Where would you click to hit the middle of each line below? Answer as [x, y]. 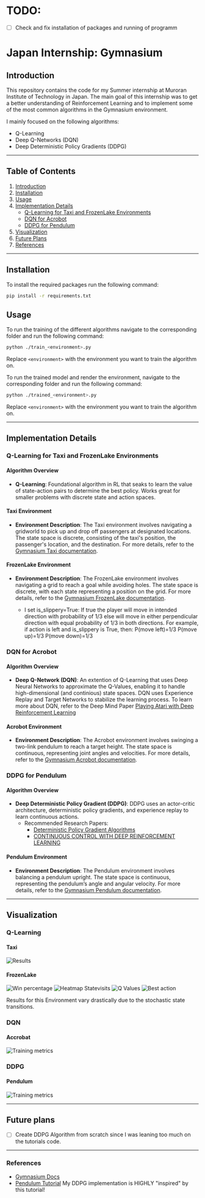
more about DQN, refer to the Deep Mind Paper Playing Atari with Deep [104, 706]
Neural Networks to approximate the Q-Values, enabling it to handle [100, 686]
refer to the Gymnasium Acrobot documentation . [76, 760]
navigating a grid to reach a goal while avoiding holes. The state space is [106, 585]
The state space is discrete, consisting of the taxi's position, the [95, 537]
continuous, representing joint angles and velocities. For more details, [103, 753]
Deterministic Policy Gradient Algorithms [84, 830]
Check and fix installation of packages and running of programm [96, 28]
